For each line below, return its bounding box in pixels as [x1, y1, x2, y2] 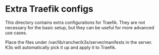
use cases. [5, 30, 27, 36]
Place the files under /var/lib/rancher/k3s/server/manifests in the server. [5, 39, 153, 45]
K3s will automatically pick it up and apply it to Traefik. [5, 44, 116, 50]
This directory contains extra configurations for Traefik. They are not [5, 19, 145, 25]
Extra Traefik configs [5, 3, 94, 15]
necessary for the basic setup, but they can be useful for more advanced [5, 24, 155, 30]
